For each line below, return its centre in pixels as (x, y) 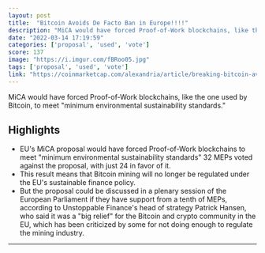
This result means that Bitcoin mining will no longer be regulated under (134, 174)
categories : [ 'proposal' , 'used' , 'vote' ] (79, 45)
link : (17, 74)
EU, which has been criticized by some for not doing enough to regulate (136, 225)
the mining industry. (52, 233)
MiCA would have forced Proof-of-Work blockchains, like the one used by (128, 96)
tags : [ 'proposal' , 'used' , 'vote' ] (68, 67)
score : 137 (26, 52)
